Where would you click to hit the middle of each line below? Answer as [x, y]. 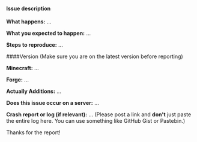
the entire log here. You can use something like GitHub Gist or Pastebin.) [96, 121]
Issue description [29, 8]
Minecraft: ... [23, 68]
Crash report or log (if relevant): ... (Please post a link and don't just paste [99, 114]
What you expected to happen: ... [49, 34]
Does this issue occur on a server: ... [53, 103]
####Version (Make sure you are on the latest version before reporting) [95, 56]
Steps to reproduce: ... [35, 45]
